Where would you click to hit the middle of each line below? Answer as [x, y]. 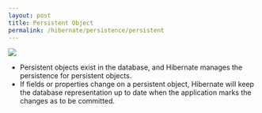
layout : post [30, 15]
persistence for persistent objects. [76, 76]
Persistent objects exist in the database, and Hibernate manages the [131, 67]
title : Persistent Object [51, 23]
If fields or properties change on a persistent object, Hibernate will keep [137, 85]
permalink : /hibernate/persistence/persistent [86, 30]
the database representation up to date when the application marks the [135, 92]
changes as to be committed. [67, 101]
